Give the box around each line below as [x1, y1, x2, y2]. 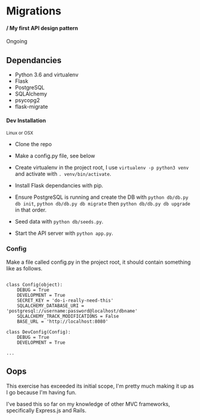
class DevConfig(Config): [6, 329, 71, 335]
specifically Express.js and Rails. [6, 407, 87, 414]
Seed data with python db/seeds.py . [14, 218, 104, 225]
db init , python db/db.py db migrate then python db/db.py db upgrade [14, 200, 190, 207]
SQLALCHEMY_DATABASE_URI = [17, 302, 84, 309]
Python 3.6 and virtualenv [14, 71, 79, 79]
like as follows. [6, 264, 43, 272]
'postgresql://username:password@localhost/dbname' [6, 308, 138, 314]
